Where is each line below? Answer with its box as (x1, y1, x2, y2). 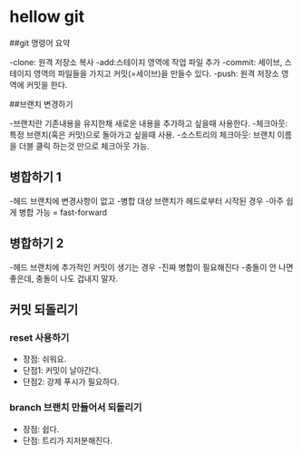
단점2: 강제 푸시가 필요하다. (22, 376, 120, 387)
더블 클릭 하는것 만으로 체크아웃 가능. (18, 140, 150, 151)
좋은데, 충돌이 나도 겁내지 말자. (9, 273, 119, 284)
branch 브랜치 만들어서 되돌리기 (9, 401, 142, 414)
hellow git (9, 6, 85, 27)
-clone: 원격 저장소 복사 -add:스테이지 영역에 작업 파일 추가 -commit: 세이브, (9, 56, 283, 67)
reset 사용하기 (9, 331, 70, 343)
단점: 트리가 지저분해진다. (22, 435, 113, 446)
